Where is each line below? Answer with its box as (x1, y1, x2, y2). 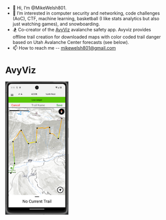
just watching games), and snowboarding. (12, 21, 100, 27)
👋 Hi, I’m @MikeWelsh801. (12, 5, 67, 11)
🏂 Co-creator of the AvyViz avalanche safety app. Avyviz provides (12, 27, 151, 32)
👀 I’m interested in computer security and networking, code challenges (12, 10, 160, 16)
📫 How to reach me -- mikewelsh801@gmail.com (12, 45, 116, 51)
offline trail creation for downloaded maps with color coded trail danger (12, 34, 161, 40)
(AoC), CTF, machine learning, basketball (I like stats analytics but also (12, 16, 160, 21)
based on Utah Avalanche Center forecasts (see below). (12, 39, 130, 45)
